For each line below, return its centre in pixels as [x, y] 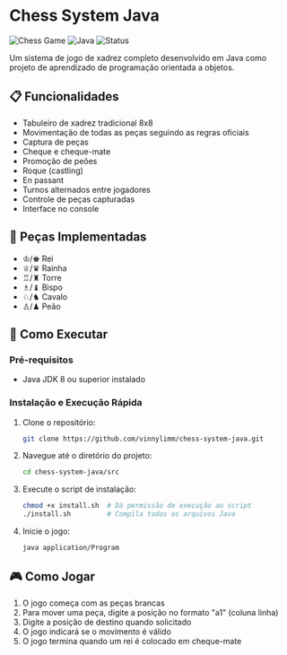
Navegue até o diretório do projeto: [87, 456]
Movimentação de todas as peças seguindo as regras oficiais [135, 132]
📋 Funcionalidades [64, 96]
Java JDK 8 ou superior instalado [84, 380]
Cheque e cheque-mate [66, 151]
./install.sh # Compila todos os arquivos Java [129, 514]
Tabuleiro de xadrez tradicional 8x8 [88, 123]
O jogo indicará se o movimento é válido [97, 631]
